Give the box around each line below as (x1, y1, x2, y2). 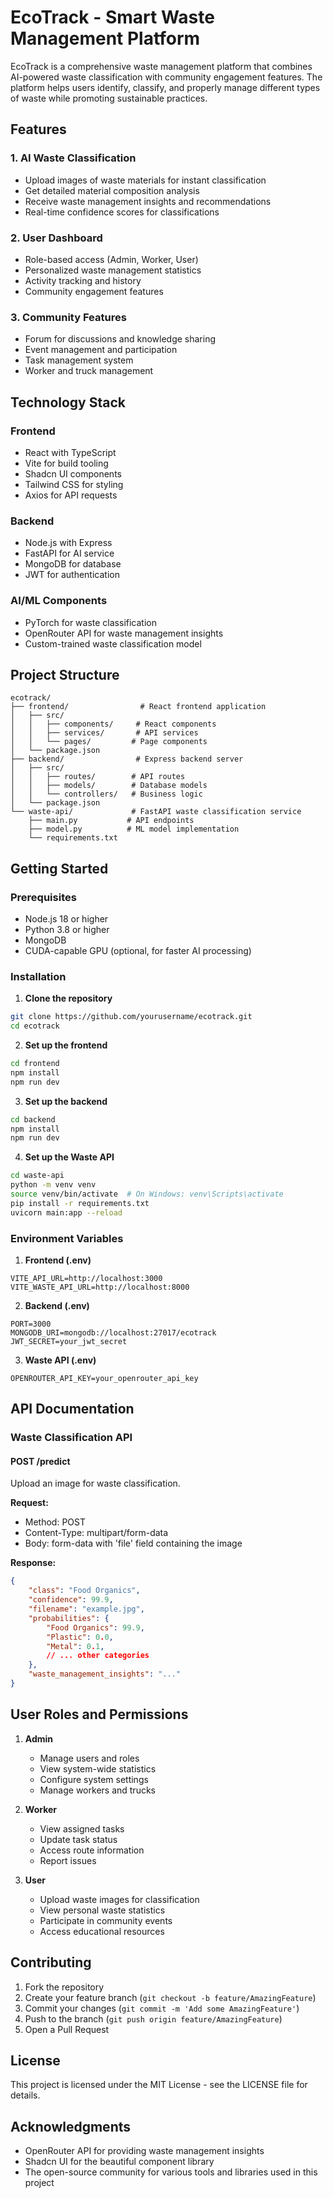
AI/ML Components (10, 594, 108, 608)
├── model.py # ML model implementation (28, 824, 240, 835)
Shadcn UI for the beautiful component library (24, 2156, 215, 2168)
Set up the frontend (24, 1039, 108, 1051)
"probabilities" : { (28, 1613, 110, 1623)
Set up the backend (24, 1095, 108, 1107)
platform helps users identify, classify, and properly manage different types (10, 81, 321, 93)
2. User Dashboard (10, 231, 103, 245)
